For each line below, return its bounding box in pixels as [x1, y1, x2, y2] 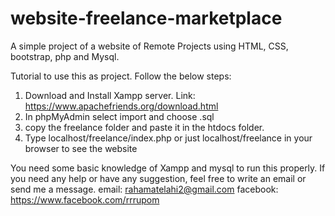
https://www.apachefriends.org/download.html [24, 100, 219, 112]
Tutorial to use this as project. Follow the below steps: [10, 70, 232, 82]
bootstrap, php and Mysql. [10, 50, 120, 62]
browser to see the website [24, 142, 138, 154]
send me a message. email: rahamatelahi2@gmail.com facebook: [10, 183, 279, 195]
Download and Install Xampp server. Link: [24, 89, 196, 101]
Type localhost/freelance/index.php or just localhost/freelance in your [24, 132, 313, 144]
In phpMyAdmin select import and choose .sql [24, 110, 215, 122]
